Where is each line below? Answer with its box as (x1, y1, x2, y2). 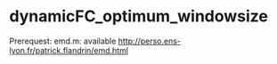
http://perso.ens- (118, 36, 181, 46)
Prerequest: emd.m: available (9, 36, 117, 46)
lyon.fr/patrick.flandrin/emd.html (9, 44, 129, 55)
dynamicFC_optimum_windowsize (9, 6, 269, 27)
